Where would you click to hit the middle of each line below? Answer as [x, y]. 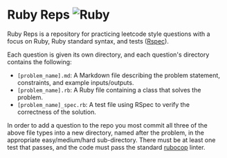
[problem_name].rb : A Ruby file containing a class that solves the [109, 90]
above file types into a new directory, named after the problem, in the [106, 132]
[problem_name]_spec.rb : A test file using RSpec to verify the [103, 104]
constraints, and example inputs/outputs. [75, 82]
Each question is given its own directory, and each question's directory [108, 55]
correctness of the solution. [57, 112]
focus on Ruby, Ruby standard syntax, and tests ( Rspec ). [88, 41]
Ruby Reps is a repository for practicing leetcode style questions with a [109, 34]
